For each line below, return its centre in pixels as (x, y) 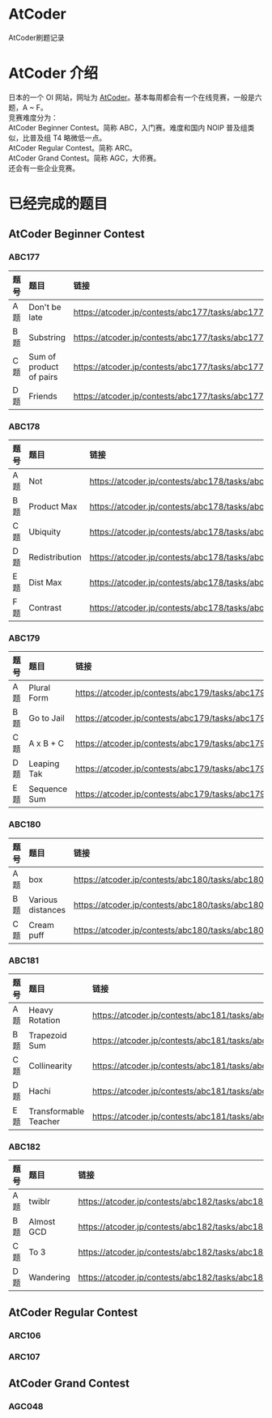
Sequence (48, 789)
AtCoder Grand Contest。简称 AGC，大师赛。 (85, 158)
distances (47, 909)
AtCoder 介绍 (53, 73)
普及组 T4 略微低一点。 (68, 138)
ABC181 (23, 960)
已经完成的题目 (58, 204)
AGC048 (26, 1406)
